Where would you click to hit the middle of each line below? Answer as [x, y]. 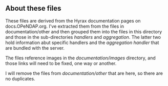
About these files [33, 8]
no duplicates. [20, 78]
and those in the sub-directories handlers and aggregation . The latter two [83, 37]
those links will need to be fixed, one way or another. [61, 63]
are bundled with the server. [35, 48]
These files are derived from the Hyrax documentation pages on [73, 20]
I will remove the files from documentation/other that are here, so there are [84, 73]
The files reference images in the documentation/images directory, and [80, 58]
